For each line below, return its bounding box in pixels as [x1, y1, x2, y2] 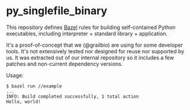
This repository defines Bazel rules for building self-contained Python [6, 24, 176, 31]
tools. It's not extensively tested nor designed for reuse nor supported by [6, 47, 185, 54]
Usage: [6, 72, 24, 79]
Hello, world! [6, 99, 41, 105]
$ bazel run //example [6, 83, 62, 89]
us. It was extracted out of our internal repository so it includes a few [6, 54, 175, 61]
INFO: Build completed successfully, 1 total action [6, 93, 139, 99]
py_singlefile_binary [6, 4, 108, 18]
